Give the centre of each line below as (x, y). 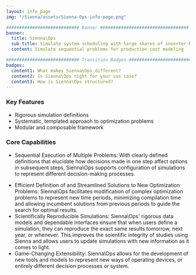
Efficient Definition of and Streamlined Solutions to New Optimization (97, 185)
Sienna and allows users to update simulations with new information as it (102, 241)
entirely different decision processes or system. (72, 266)
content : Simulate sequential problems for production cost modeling (97, 49)
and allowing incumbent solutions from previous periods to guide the (97, 204)
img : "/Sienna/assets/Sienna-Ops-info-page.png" (66, 17)
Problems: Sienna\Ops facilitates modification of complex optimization (99, 191)
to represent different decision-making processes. (75, 174)
